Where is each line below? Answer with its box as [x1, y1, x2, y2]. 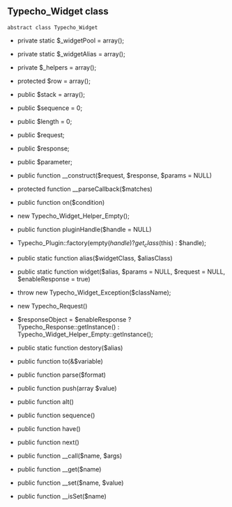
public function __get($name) [17, 465, 102, 473]
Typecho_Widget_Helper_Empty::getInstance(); [17, 330, 153, 338]
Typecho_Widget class [7, 6, 109, 17]
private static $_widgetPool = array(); [17, 36, 125, 45]
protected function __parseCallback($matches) [17, 185, 153, 193]
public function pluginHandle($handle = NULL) [17, 225, 152, 233]
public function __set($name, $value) [17, 478, 124, 487]
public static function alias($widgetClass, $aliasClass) [17, 253, 173, 262]
